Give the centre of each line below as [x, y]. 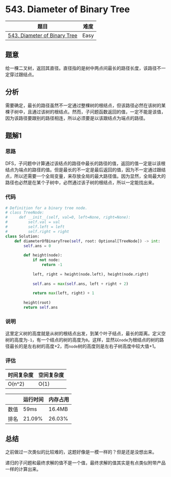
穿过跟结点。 [23, 74]
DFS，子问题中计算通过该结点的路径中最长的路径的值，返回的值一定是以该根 [85, 164]
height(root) [37, 303]
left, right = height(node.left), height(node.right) [91, 274]
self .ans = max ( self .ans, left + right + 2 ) [80, 284]
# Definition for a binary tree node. [46, 208]
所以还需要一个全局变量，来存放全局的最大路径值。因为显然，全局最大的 [90, 176]
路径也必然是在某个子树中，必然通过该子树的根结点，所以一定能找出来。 [81, 182]
